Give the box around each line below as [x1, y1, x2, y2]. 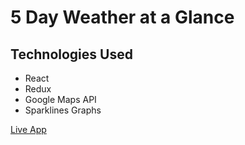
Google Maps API [24, 94, 97, 105]
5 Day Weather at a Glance [10, 6, 235, 29]
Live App [10, 124, 47, 135]
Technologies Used [10, 46, 133, 63]
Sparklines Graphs [24, 104, 102, 116]
